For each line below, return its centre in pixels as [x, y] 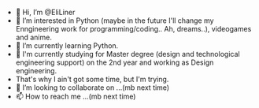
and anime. [34, 37]
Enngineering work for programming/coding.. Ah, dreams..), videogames [133, 29]
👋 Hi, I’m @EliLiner [45, 12]
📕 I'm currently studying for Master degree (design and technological [128, 54]
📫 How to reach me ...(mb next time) [76, 96]
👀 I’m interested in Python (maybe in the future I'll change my [115, 20]
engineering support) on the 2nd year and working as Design [115, 62]
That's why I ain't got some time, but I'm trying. [92, 79]
